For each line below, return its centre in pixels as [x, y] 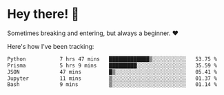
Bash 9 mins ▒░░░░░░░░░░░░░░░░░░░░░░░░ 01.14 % [112, 85]
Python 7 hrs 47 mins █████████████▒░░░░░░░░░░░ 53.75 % [112, 59]
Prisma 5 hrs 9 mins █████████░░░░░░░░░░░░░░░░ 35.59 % [112, 65]
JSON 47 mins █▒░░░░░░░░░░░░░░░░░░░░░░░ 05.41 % [112, 72]
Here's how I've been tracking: [51, 46]
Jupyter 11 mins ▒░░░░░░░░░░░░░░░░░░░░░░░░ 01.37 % [112, 78]
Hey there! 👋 [43, 14]
